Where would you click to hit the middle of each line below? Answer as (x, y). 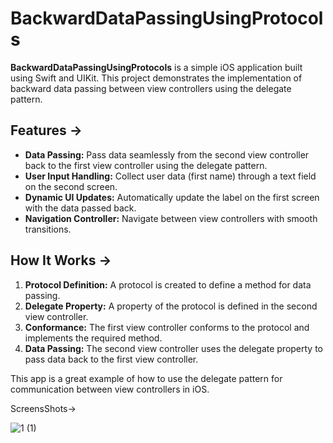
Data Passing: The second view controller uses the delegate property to (174, 348)
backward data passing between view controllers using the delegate (151, 88)
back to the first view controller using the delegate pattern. (146, 165)
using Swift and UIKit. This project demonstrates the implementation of (156, 78)
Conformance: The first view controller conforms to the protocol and (167, 327)
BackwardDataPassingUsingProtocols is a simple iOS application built (156, 67)
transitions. (48, 229)
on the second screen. (71, 186)
